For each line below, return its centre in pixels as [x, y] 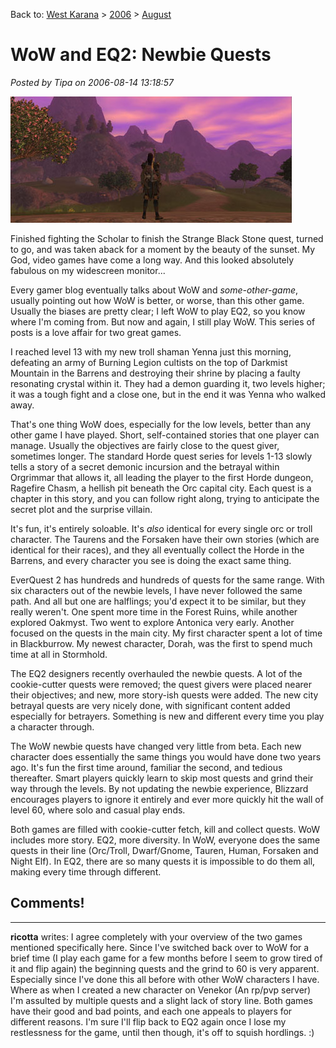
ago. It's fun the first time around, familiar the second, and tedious [146, 767]
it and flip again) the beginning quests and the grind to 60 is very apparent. [165, 968]
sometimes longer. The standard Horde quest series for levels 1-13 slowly [161, 456]
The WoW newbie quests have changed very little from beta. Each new [156, 746]
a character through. [52, 726]
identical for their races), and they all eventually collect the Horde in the [157, 550]
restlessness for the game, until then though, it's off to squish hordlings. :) [162, 1032]
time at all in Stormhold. [59, 654]
